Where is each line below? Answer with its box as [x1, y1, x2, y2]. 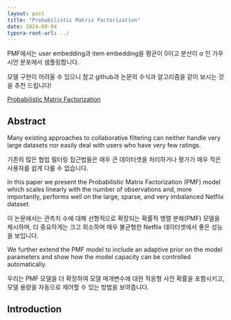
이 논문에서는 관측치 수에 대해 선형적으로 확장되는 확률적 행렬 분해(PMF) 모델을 [7, 214, 220, 222]
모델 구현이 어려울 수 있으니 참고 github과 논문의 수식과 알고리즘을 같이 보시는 [7, 73, 217, 81]
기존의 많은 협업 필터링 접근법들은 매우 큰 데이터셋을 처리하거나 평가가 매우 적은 [7, 155, 221, 163]
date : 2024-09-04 [7, 23, 57, 30]
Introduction [7, 303, 62, 315]
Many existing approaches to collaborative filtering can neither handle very [7, 134, 221, 142]
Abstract [7, 115, 46, 127]
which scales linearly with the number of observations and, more [7, 185, 192, 194]
